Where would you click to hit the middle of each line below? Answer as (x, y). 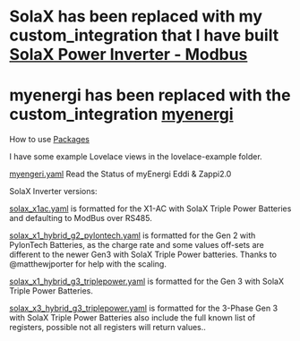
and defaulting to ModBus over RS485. (81, 218)
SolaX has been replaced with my (136, 17)
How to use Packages (49, 140)
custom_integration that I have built (144, 35)
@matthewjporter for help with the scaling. (88, 264)
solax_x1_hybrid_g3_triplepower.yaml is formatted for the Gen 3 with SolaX (147, 281)
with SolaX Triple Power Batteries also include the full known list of (133, 318)
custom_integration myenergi (122, 115)
